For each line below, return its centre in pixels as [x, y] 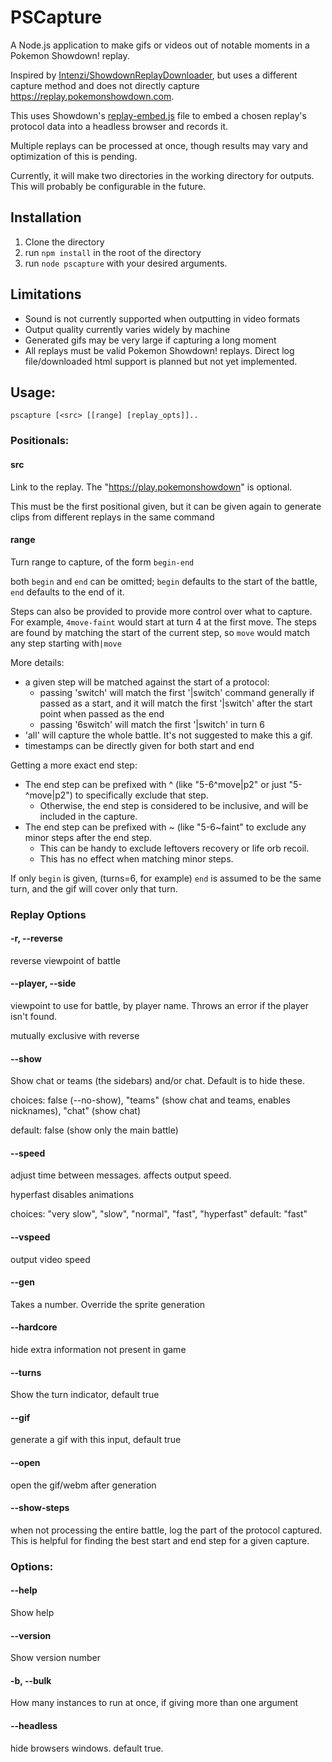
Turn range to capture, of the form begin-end [102, 562]
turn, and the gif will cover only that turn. [94, 888]
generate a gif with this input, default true [96, 1440]
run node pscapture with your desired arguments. [126, 263]
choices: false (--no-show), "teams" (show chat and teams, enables [150, 1100]
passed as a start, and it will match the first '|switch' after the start [176, 703]
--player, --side [43, 983]
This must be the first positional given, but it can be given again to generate [166, 506]
